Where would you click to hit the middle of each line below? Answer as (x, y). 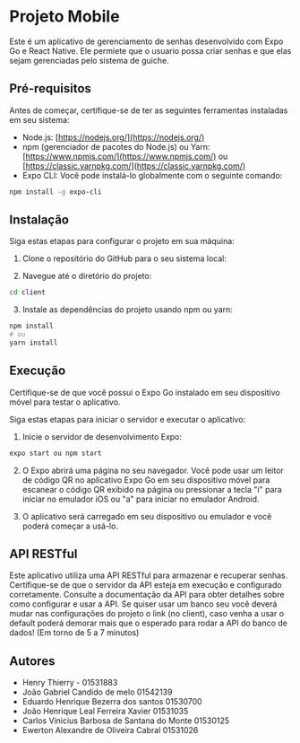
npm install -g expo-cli (56, 192)
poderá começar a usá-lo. (70, 526)
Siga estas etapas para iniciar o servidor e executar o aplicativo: (128, 419)
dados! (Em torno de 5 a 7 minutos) (74, 633)
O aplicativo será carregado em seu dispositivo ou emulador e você (147, 516)
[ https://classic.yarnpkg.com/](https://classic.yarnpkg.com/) (134, 166)
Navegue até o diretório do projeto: (87, 276)
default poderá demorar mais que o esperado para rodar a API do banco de (149, 623)
